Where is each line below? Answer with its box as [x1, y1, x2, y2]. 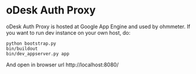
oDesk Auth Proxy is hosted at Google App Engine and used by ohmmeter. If [6, 23, 191, 30]
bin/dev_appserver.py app [6, 51, 69, 56]
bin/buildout [6, 45, 38, 52]
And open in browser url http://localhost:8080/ [6, 61, 119, 68]
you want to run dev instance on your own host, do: [6, 29, 131, 36]
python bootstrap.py [6, 41, 57, 46]
